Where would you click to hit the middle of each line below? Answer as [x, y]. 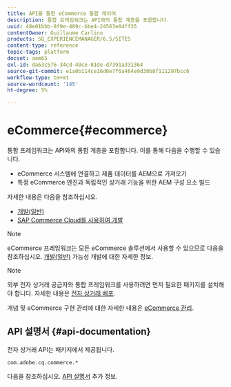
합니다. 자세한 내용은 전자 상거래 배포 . [65, 293]
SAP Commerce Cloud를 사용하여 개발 [70, 220]
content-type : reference [43, 45]
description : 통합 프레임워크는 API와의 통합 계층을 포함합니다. [89, 20]
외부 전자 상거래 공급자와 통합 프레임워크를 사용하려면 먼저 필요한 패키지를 [107, 285]
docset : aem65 [28, 59]
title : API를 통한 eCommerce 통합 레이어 [62, 13]
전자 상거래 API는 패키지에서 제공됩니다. [61, 349]
